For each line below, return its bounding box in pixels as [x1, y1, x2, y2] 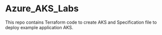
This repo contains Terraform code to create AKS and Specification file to [5, 19, 157, 25]
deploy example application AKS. [5, 24, 74, 30]
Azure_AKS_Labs [5, 3, 79, 14]
